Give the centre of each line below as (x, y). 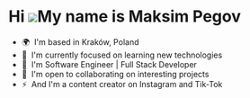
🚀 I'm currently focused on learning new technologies (122, 55)
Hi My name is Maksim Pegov (125, 17)
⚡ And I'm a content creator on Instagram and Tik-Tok (122, 84)
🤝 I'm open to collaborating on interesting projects (115, 74)
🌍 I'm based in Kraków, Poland (80, 41)
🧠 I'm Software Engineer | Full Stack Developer (109, 64)
